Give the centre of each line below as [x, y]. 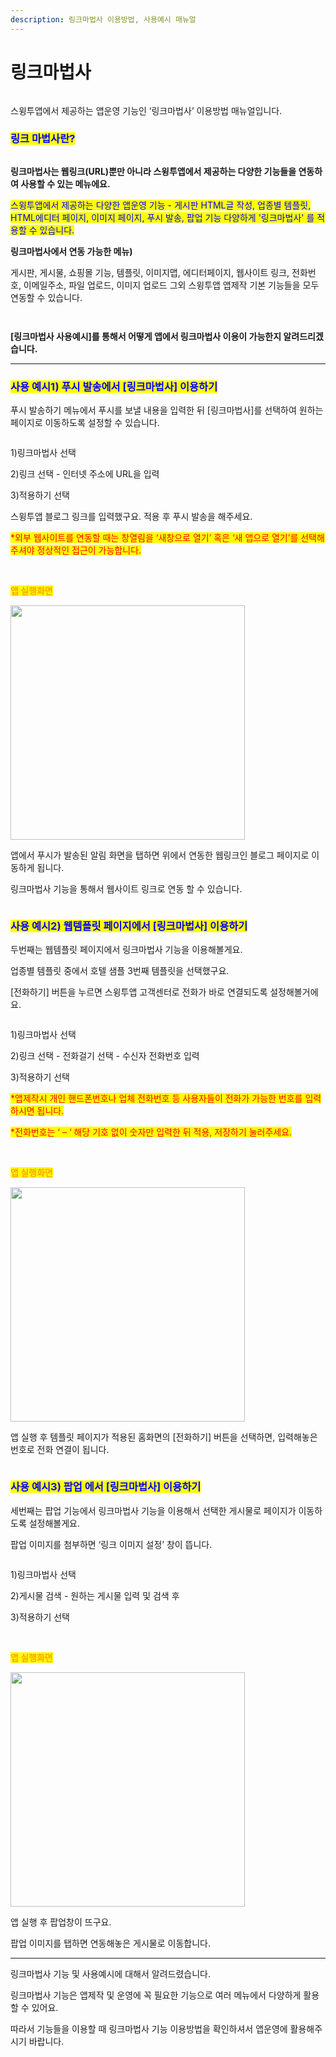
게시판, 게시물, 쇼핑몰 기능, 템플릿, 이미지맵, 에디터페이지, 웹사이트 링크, [150, 272]
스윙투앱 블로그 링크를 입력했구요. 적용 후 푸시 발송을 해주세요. [131, 517]
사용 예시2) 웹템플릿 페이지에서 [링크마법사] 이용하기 [129, 926]
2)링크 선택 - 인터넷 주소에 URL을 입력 [85, 474]
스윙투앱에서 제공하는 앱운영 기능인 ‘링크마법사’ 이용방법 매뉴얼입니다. [146, 110]
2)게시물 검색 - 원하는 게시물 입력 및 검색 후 [95, 1595]
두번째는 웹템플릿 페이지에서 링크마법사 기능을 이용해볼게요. [126, 950]
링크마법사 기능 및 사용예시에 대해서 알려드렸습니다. [110, 1973]
